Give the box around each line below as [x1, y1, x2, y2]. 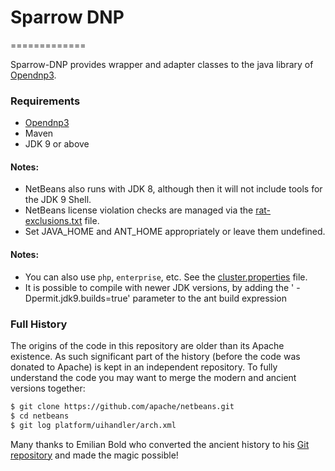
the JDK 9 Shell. [24, 194, 92, 206]
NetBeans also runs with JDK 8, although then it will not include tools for [24, 183, 323, 195]
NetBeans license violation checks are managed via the [24, 204, 254, 216]
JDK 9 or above [24, 138, 90, 150]
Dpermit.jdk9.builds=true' [24, 292, 131, 304]
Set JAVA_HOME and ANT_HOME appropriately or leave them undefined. [24, 226, 326, 238]
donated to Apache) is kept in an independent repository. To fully [10, 361, 278, 373]
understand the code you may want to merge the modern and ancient [10, 371, 297, 383]
